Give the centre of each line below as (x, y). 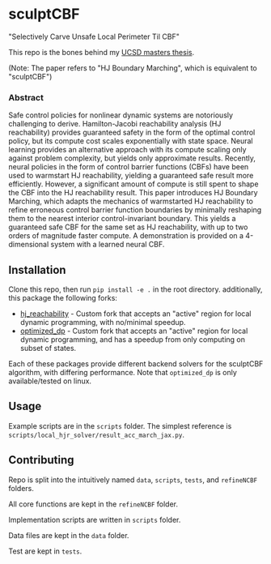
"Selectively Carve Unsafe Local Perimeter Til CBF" (94, 36)
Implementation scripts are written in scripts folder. (95, 519)
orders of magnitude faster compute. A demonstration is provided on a (126, 236)
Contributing (41, 460)
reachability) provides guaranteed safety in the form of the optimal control (132, 132)
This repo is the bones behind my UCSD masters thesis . (102, 52)
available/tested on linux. (50, 381)
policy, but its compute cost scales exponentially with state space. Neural (131, 141)
